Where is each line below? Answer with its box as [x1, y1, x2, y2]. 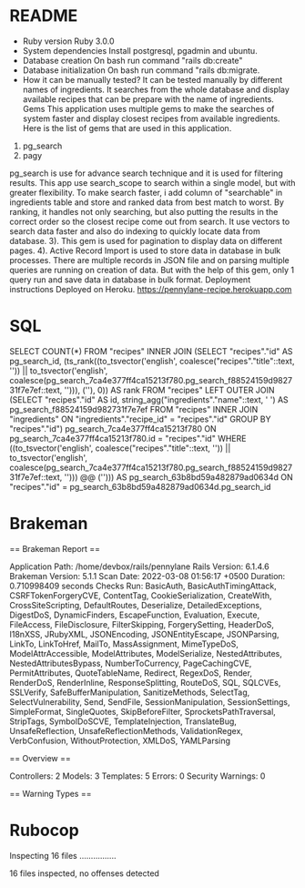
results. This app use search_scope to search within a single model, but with [9, 177, 296, 188]
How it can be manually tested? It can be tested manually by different [22, 74, 283, 85]
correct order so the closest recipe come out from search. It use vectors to [9, 216, 290, 227]
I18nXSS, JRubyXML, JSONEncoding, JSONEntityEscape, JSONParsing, [9, 628, 280, 639]
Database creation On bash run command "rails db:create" [22, 55, 243, 66]
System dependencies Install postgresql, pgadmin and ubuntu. [22, 45, 258, 56]
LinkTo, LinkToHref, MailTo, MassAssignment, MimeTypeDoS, [9, 638, 239, 649]
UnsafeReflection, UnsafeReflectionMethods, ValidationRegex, [9, 725, 244, 736]
